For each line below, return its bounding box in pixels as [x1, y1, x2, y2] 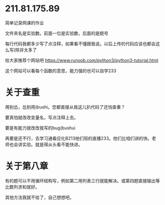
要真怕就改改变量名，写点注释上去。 [5, 114, 79, 120]
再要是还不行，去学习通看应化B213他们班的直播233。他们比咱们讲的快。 [5, 135, 152, 141]
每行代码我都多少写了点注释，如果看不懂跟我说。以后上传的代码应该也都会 [5, 40, 156, 47]
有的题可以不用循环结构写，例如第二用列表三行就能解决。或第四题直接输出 [5, 177, 156, 183]
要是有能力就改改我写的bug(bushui [5, 125, 76, 131]
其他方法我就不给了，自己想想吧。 [5, 194, 74, 200]
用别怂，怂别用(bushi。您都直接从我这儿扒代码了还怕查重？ [5, 104, 126, 110]
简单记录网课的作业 [5, 20, 44, 26]
